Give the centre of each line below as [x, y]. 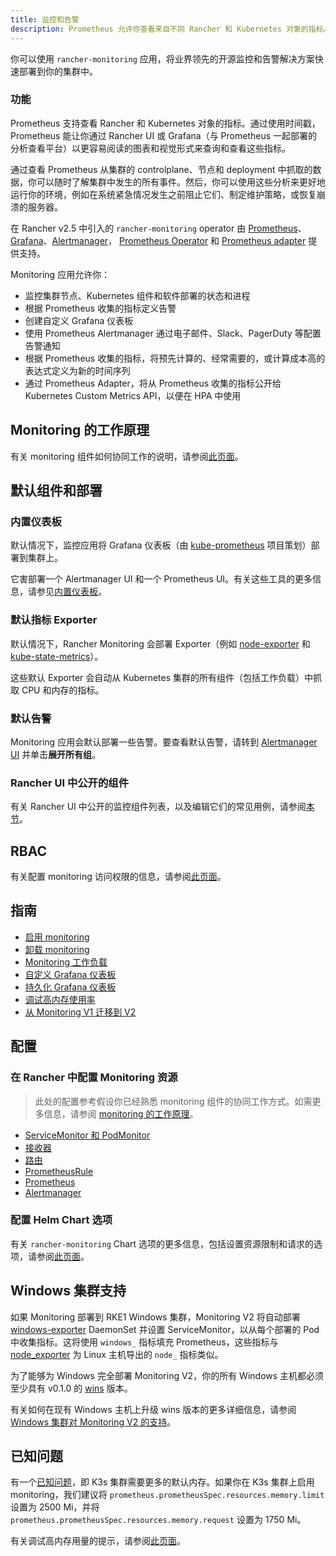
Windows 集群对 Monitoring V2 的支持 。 [93, 1422]
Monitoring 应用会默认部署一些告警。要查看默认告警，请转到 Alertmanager [164, 742]
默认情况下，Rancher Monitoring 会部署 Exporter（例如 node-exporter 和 [160, 643]
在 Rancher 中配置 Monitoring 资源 [94, 1078]
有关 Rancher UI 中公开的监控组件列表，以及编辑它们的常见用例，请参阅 [158, 807]
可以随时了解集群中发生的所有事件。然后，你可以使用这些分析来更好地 [181, 182]
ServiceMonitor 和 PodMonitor [87, 1135]
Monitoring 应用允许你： [60, 274]
